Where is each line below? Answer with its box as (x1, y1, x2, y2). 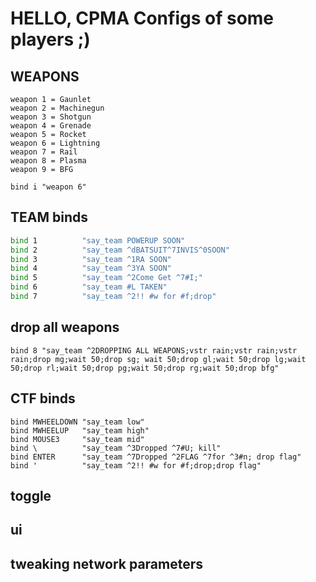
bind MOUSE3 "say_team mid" (10, 434, 145, 444)
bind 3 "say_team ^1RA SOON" (10, 254, 172, 264)
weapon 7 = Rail (10, 147, 78, 157)
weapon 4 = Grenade (10, 121, 92, 131)
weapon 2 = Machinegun (10, 103, 105, 113)
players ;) (10, 28, 91, 51)
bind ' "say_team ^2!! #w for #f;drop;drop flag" (10, 460, 262, 471)
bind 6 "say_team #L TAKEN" (10, 282, 168, 292)
